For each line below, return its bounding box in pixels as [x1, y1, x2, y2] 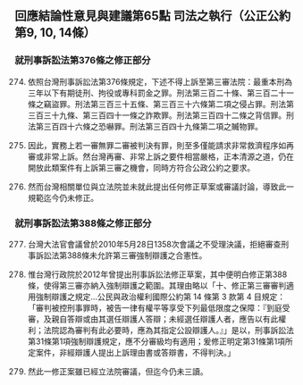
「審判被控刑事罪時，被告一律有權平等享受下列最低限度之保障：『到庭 [27, 302, 282, 313]
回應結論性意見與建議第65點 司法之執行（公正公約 [14, 8, 291, 24]
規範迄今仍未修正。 [27, 192, 99, 203]
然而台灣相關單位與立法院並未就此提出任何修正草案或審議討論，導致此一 [27, 181, 294, 192]
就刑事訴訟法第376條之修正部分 [14, 54, 151, 67]
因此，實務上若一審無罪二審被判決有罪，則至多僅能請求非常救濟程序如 [27, 139, 287, 150]
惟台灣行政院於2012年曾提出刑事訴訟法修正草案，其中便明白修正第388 [27, 269, 288, 280]
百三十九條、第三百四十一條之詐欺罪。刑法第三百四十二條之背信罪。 [35, 110, 287, 121]
